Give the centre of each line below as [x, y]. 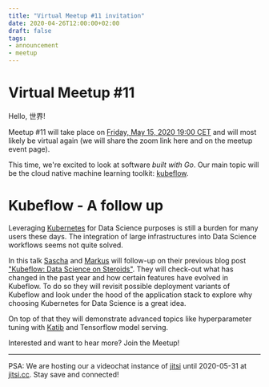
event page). [29, 149]
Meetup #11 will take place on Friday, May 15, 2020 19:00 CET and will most [132, 132]
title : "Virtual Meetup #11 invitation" [77, 16]
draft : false [30, 31]
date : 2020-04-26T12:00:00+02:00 [64, 23]
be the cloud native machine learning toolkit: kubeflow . [98, 173]
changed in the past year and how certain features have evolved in [118, 277]
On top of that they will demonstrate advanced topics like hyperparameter [130, 319]
